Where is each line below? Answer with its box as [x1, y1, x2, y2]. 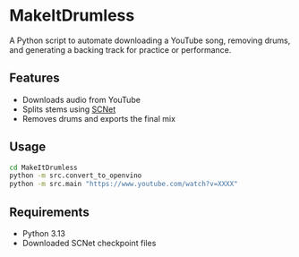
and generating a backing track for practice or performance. [9, 44, 232, 55]
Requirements [9, 204, 90, 219]
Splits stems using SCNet [21, 104, 116, 115]
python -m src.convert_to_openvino [9, 171, 142, 180]
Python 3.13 [21, 228, 65, 238]
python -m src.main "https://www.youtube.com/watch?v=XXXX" [9, 180, 239, 189]
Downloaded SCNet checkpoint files [21, 238, 157, 248]
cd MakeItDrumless [9, 163, 78, 172]
